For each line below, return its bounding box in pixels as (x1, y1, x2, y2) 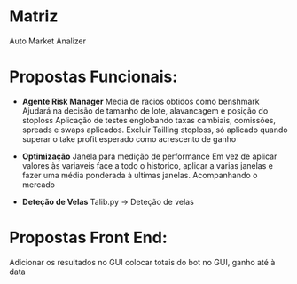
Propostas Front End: (9, 228, 168, 248)
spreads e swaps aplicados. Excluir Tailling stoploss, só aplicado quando (21, 124, 288, 135)
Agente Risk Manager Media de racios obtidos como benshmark (21, 96, 260, 106)
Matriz (9, 6, 59, 27)
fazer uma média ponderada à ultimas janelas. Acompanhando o (21, 170, 258, 180)
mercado (21, 179, 56, 190)
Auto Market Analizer (9, 35, 87, 46)
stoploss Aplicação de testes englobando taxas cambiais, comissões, (21, 114, 277, 125)
